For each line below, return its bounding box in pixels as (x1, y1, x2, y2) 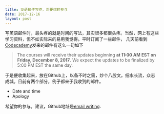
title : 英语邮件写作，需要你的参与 (5, 7, 68, 12)
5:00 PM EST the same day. (17, 62, 73, 68)
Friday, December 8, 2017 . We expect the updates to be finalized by (17, 57, 155, 63)
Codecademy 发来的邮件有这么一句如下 (5, 42, 84, 48)
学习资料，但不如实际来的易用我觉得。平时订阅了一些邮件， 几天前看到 (5, 36, 147, 42)
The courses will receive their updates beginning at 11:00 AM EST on (17, 52, 156, 58)
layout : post (5, 16, 32, 21)
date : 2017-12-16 (5, 12, 41, 17)
